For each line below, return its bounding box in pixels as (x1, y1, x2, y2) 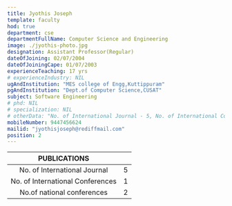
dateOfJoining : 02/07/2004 (7, 55, 85, 62)
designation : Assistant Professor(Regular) (7, 49, 135, 56)
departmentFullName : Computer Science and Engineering (7, 36, 168, 43)
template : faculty (7, 17, 60, 23)
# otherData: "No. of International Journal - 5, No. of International (7, 112, 217, 119)
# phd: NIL (7, 100, 39, 107)
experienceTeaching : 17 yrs (7, 68, 88, 74)
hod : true (7, 23, 36, 30)
